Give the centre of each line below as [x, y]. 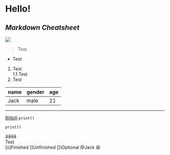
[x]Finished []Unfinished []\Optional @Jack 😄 [53, 147]
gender [35, 92]
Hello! [18, 9]
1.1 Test [20, 74]
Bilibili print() [20, 118]
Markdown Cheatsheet [42, 28]
